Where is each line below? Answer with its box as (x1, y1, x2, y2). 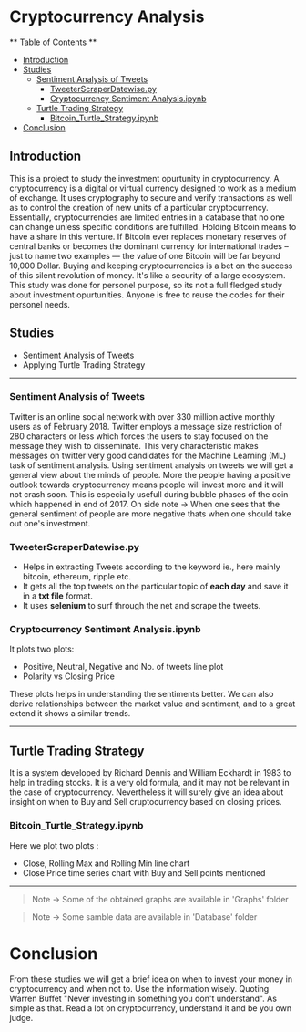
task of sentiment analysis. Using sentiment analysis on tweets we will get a (9, 459, 294, 471)
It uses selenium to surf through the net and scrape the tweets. (22, 600, 261, 611)
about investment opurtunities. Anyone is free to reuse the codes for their (9, 289, 285, 300)
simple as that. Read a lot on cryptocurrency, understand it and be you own (9, 1002, 292, 1014)
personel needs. (9, 298, 71, 309)
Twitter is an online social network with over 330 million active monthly (9, 411, 276, 422)
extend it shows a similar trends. (9, 708, 131, 719)
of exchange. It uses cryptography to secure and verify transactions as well (9, 192, 293, 203)
